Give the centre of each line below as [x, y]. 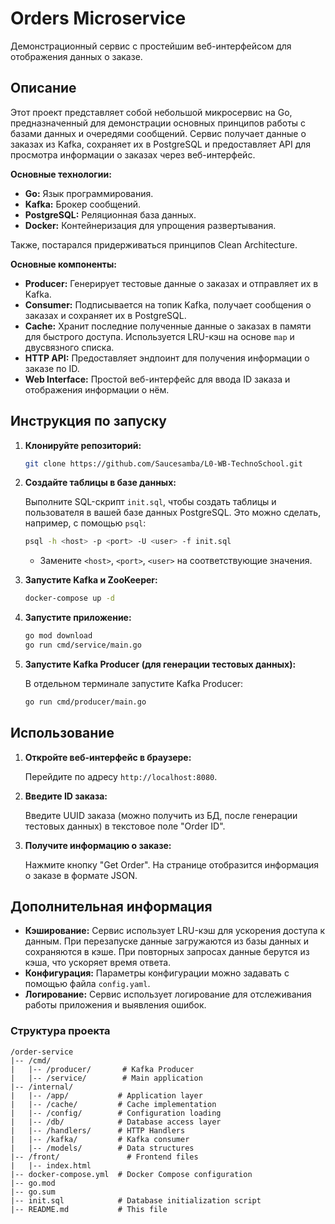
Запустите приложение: [78, 618]
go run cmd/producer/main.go [85, 702]
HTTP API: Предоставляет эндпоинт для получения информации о [167, 358]
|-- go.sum [33, 1192]
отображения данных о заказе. [76, 56]
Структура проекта [60, 1031]
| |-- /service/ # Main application [106, 1078]
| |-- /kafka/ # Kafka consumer [100, 1139]
